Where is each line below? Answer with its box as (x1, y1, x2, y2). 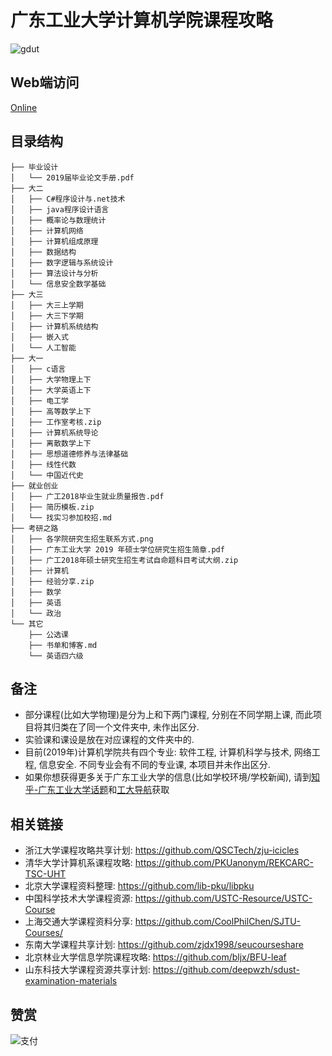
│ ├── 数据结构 (10, 247, 77, 257)
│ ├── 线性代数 (10, 459, 77, 470)
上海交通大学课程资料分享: (24, 916, 133, 928)
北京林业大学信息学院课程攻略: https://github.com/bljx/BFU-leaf (24, 951, 287, 963)
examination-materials (24, 975, 118, 987)
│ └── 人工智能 (10, 342, 77, 353)
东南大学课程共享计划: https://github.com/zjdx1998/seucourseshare (24, 939, 304, 951)
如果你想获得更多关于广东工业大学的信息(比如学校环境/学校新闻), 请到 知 (24, 771, 321, 783)
